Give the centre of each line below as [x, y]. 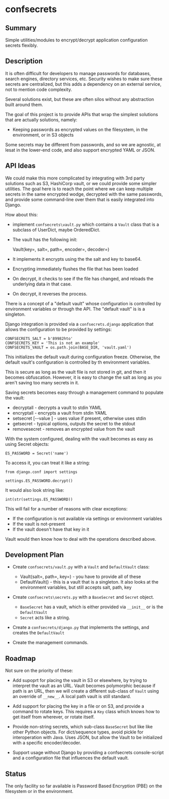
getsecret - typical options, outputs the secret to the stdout [74, 423]
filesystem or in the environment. [39, 791]
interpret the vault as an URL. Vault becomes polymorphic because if [84, 686]
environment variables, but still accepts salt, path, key [76, 587]
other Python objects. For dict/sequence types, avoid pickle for [78, 732]
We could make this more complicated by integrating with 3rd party [75, 178]
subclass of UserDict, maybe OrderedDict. [56, 230]
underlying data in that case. [42, 284]
